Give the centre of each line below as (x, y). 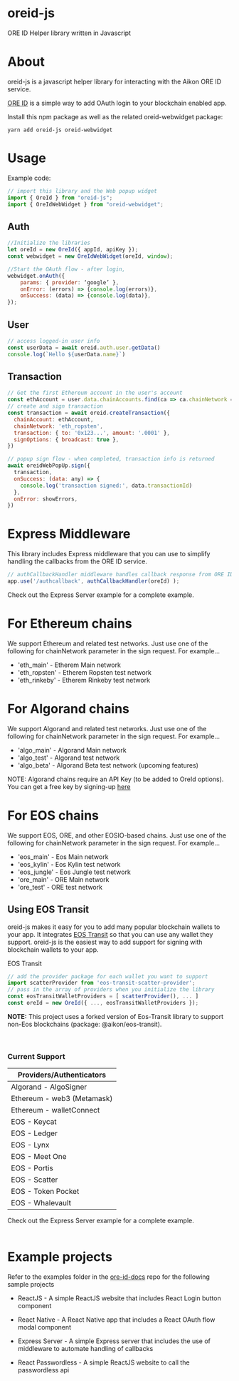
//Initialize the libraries (49, 243)
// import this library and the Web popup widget (83, 191)
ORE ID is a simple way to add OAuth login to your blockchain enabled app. (117, 103)
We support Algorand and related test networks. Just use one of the (107, 728)
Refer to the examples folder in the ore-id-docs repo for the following (108, 1277)
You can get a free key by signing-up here (69, 786)
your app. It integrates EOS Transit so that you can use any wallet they (110, 934)
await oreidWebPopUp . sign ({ (49, 466)
